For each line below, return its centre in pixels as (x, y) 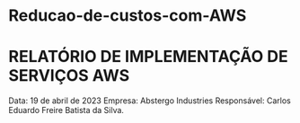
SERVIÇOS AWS (69, 76)
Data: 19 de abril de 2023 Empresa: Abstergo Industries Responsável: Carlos (150, 101)
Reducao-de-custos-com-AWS (128, 16)
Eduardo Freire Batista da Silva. (66, 110)
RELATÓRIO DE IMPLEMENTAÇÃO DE (148, 57)
